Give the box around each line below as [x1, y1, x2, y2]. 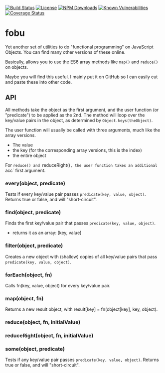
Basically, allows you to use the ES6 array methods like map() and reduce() [5, 59, 159, 65]
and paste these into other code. [5, 79, 72, 85]
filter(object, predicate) [5, 242, 63, 249]
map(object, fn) [5, 295, 44, 302]
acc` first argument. [5, 167, 46, 173]
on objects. [5, 64, 28, 70]
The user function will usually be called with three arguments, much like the [5, 127, 161, 133]
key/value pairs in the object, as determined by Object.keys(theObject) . [5, 117, 153, 123]
